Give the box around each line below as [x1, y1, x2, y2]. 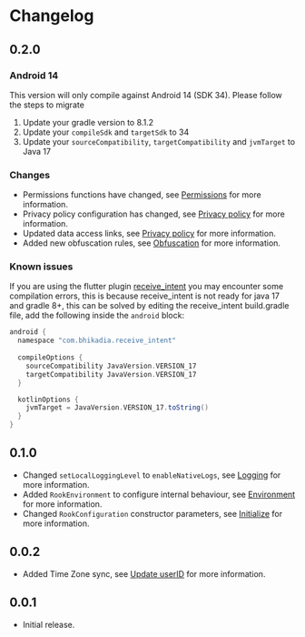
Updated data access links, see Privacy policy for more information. [22, 228, 277, 239]
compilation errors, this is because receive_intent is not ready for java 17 [9, 290, 280, 301]
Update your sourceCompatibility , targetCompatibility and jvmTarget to [22, 136, 296, 147]
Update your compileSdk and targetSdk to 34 [22, 126, 190, 137]
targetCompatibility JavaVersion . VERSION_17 [25, 369, 197, 379]
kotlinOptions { [17, 395, 79, 404]
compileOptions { [17, 353, 84, 362]
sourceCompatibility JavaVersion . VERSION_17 [25, 361, 197, 370]
